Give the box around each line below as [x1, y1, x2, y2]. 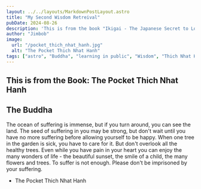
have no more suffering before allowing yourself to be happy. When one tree [6, 133, 194, 141]
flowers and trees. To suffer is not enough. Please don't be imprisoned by [6, 159, 187, 166]
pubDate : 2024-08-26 [6, 20, 58, 26]
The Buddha [6, 105, 53, 115]
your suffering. [6, 165, 43, 172]
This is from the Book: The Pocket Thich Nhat [6, 75, 178, 86]
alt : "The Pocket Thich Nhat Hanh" [11, 48, 100, 54]
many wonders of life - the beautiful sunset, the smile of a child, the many [6, 153, 188, 160]
